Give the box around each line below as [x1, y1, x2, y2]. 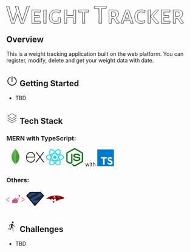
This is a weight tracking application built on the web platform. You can [6, 50, 184, 58]
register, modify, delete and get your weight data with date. [6, 57, 154, 64]
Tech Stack [19, 115, 63, 126]
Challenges [19, 224, 64, 234]
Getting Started [19, 78, 80, 89]
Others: [6, 175, 29, 184]
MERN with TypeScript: [6, 134, 76, 142]
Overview [6, 34, 44, 44]
